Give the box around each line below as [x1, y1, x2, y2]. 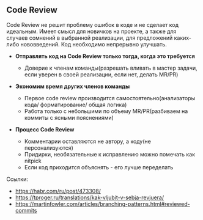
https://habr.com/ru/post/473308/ [15, 187, 101, 194]
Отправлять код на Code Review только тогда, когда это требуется [15, 52, 196, 60]
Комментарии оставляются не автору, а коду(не [24, 137, 151, 145]
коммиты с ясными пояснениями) [24, 114, 114, 121]
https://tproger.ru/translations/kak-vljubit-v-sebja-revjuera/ [15, 194, 164, 201]
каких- [174, 34, 191, 42]
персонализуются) [24, 144, 73, 152]
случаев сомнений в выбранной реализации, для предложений [6, 34, 173, 42]
